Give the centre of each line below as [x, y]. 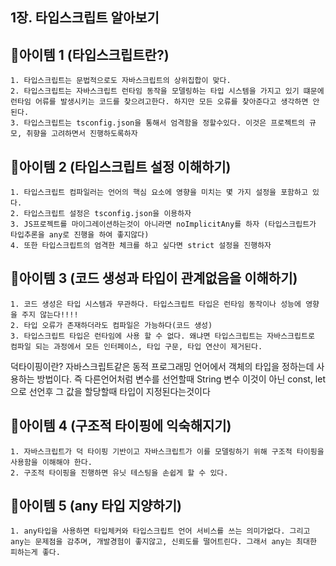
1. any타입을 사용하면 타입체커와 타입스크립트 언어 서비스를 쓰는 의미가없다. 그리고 [160, 531]
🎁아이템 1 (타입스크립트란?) [90, 54]
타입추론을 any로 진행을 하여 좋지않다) [80, 235]
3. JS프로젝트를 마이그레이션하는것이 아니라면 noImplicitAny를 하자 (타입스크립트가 [163, 224]
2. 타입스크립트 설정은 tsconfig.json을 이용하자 [101, 214]
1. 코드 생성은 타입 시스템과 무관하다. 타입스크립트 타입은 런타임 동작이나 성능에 [156, 304]
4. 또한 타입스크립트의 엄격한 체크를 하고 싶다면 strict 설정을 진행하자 [141, 246]
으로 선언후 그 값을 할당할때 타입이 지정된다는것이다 [110, 391]
